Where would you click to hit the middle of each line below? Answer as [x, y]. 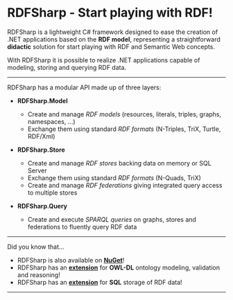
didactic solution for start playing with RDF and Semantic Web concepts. [111, 46]
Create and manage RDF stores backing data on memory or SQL [119, 163]
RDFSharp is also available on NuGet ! [71, 260]
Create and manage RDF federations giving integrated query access [125, 185]
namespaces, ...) [51, 121]
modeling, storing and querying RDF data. [67, 67]
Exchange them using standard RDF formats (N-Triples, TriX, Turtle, [124, 129]
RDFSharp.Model [42, 100]
